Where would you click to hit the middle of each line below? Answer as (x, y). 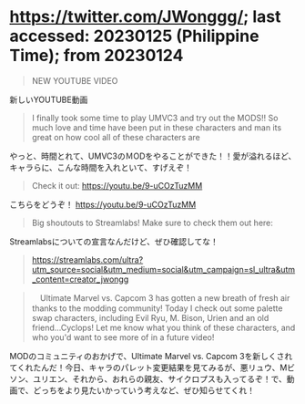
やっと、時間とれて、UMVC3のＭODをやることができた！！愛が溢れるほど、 (153, 156)
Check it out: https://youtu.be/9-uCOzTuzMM (117, 185)
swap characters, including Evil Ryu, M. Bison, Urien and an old (150, 317)
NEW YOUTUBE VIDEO (75, 80)
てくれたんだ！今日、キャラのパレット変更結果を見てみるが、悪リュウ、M (148, 368)
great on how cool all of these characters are (116, 137)
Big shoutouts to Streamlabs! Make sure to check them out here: (152, 223)
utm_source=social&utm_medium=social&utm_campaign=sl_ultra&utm (163, 269)
